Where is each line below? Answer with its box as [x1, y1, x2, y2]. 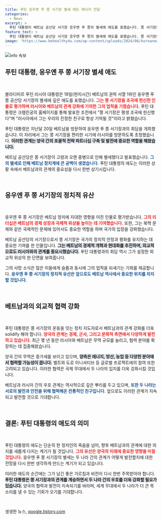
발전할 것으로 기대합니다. [13, 394, 61, 400]
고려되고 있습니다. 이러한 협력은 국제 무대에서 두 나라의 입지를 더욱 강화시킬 [5, 366, 147, 372]
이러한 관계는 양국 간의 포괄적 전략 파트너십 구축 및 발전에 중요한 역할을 [11, 137, 143, 143]
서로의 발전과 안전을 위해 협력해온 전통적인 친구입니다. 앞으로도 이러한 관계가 [5, 388, 148, 394]
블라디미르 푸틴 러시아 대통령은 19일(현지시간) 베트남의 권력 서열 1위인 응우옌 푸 [5, 91, 154, 97]
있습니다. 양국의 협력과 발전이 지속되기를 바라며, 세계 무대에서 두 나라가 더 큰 [5, 483, 149, 488]
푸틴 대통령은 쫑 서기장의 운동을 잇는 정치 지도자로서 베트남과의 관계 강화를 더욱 [5, 325, 154, 331]
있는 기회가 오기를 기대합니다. [28, 489, 83, 494]
